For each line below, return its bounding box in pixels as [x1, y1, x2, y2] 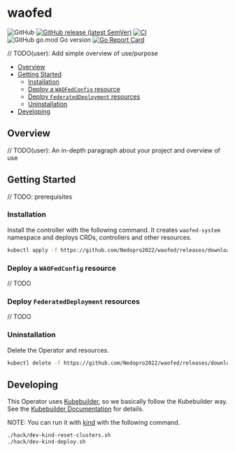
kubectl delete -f [7, 359, 61, 367]
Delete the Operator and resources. [7, 346, 110, 354]
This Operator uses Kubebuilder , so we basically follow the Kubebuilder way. [7, 397, 228, 406]
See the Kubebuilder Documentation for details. [7, 404, 145, 414]
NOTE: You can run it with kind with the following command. [7, 418, 180, 427]
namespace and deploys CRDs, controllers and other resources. [7, 233, 192, 241]
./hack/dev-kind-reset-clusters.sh [7, 432, 111, 439]
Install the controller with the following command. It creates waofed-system [7, 225, 221, 234]
